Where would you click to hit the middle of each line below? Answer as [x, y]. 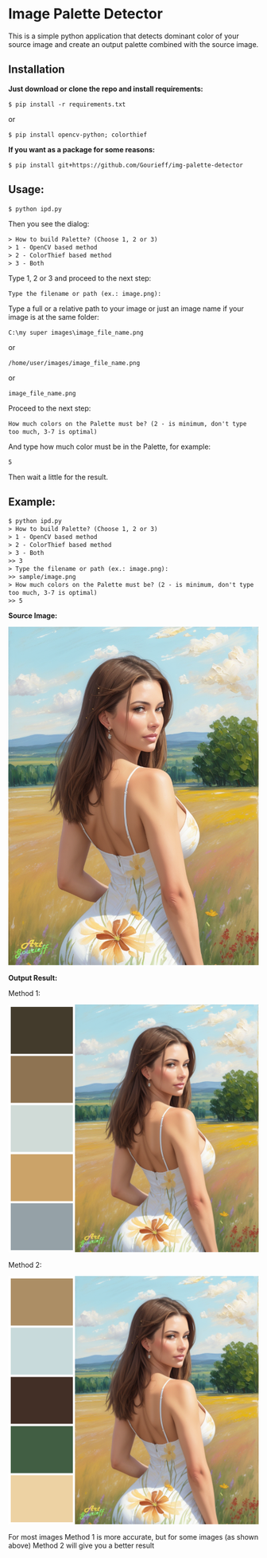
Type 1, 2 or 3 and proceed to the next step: [80, 278]
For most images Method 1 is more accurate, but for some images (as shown [133, 1536]
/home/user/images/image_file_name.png [74, 363]
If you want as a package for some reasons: [81, 149]
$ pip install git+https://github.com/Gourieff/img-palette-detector [126, 165]
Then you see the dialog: [49, 223]
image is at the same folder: [54, 317]
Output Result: [33, 978]
